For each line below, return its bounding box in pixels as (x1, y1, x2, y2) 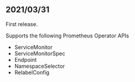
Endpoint (14, 56, 37, 63)
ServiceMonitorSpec (14, 50, 65, 57)
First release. (5, 20, 38, 27)
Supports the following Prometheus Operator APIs (5, 32, 130, 39)
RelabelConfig (14, 68, 50, 76)
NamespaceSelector (14, 62, 65, 70)
